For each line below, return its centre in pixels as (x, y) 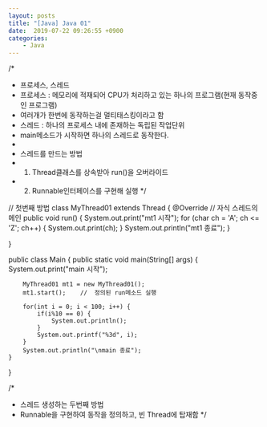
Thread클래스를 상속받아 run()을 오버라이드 (100, 173)
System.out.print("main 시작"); (58, 269)
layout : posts (32, 16)
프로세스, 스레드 (44, 85)
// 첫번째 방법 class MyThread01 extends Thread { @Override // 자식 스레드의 (133, 208)
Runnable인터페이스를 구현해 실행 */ (89, 191)
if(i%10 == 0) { (64, 314)
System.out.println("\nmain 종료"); (82, 351)
